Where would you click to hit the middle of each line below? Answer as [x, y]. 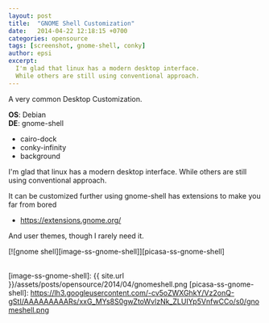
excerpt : [23, 61]
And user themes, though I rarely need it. [77, 236]
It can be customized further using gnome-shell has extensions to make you [134, 195]
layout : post [30, 16]
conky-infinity [43, 147]
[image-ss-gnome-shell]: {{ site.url [66, 275]
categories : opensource [48, 38]
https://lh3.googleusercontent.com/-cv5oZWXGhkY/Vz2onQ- [132, 292]
